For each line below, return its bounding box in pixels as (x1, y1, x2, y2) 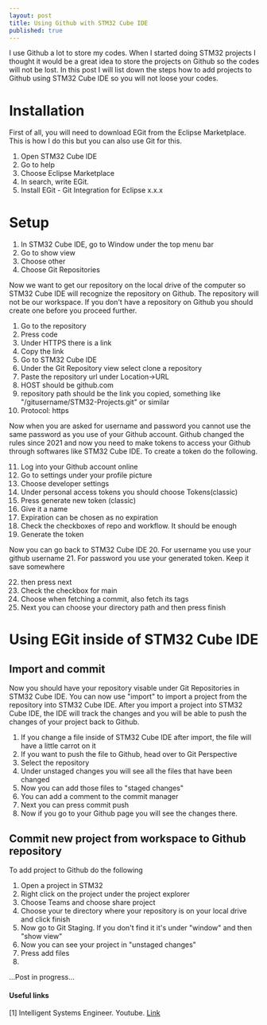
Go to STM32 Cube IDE (20, 355, 98, 364)
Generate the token (20, 530, 84, 540)
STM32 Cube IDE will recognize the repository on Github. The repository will (9, 289, 259, 298)
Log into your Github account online (20, 462, 138, 472)
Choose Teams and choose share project (20, 898, 156, 907)
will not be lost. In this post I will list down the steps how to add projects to (9, 65, 253, 75)
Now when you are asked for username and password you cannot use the (9, 421, 251, 431)
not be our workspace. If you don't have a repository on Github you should (9, 298, 253, 307)
